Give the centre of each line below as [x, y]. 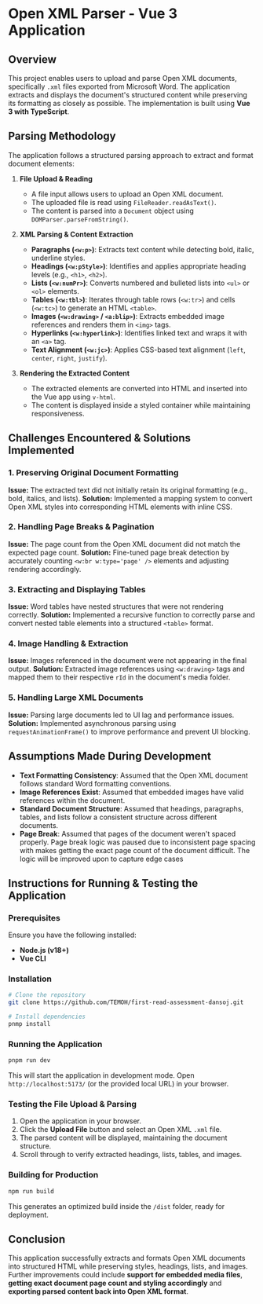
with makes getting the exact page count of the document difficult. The [135, 850]
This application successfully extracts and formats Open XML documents [127, 1258]
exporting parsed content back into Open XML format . [99, 1291]
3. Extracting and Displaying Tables [77, 589]
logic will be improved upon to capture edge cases [101, 859]
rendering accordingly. [45, 569]
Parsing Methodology [62, 136]
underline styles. [58, 258]
